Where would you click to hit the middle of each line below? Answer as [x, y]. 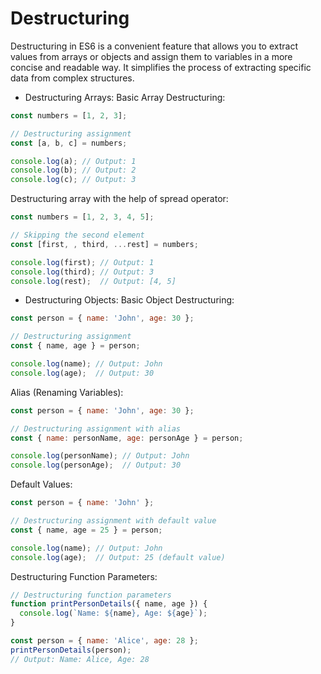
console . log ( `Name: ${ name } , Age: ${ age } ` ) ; [113, 613]
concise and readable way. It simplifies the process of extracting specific [161, 67]
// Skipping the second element [77, 235]
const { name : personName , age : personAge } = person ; [127, 438]
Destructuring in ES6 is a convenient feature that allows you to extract [154, 46]
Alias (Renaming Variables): [67, 392]
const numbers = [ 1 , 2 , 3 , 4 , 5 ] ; [82, 217]
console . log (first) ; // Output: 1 [82, 262]
